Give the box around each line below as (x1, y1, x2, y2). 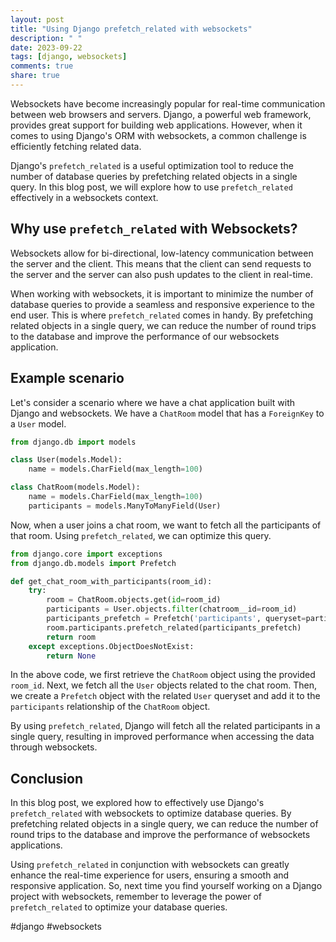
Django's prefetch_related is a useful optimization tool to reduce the (10, 159, 294, 171)
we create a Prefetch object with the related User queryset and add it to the (10, 690, 321, 702)
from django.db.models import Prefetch (10, 558, 177, 568)
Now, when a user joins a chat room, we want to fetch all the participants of (10, 519, 322, 531)
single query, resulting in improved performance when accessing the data (10, 731, 315, 743)
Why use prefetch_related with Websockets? (10, 221, 298, 238)
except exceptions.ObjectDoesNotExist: (28, 641, 195, 651)
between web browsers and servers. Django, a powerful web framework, (10, 108, 312, 120)
